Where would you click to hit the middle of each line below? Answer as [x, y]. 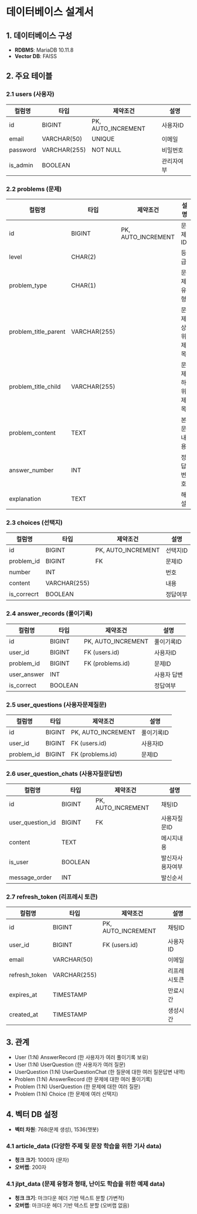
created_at [24, 1015]
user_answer [27, 674]
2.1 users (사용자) [30, 94]
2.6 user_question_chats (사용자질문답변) [64, 774]
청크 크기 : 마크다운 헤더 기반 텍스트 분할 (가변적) [69, 1198]
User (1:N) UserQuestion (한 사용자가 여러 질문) [70, 1064]
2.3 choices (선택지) [34, 523]
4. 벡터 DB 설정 [32, 1114]
